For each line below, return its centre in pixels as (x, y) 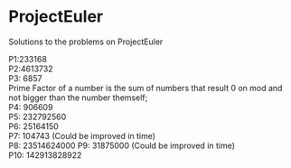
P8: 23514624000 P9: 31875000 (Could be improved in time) (122, 145)
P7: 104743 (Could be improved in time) (82, 135)
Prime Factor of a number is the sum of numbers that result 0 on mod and (145, 88)
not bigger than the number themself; (78, 98)
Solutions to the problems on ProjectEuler (86, 42)
